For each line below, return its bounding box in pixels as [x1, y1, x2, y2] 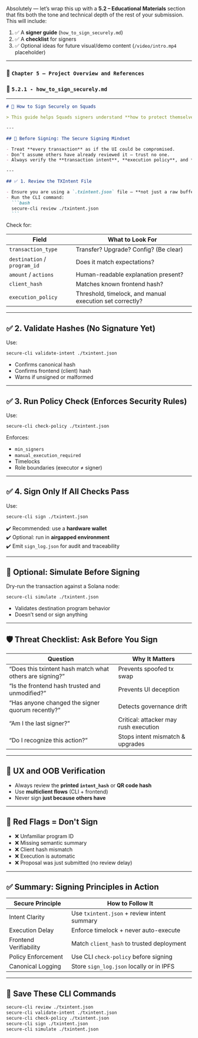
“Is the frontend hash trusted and [9, 682, 101, 690]
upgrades [118, 740, 145, 748]
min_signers [14, 446, 44, 452]
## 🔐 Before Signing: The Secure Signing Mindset [6, 135, 131, 141]
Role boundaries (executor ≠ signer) [14, 464, 103, 471]
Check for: [6, 222, 32, 229]
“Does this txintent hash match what [9, 665, 109, 673]
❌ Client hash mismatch [14, 845, 72, 853]
